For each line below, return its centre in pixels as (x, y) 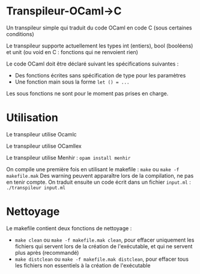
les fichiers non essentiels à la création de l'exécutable (83, 265)
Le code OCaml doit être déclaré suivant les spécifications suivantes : (92, 64)
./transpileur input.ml (36, 187)
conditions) (20, 34)
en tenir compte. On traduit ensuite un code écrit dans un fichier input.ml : (98, 182)
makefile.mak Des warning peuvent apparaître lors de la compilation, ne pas (100, 175)
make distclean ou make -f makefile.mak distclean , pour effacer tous (102, 259)
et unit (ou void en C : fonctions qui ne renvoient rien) (72, 52)
